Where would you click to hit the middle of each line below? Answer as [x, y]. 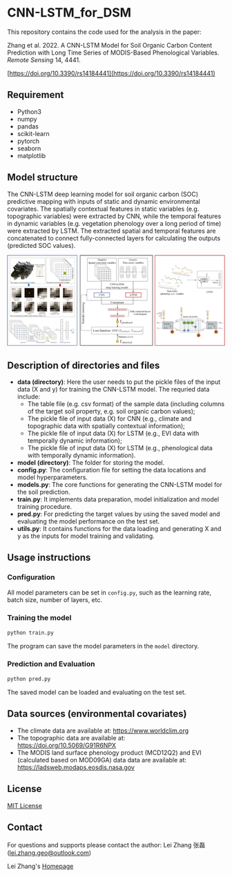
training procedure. [45, 507]
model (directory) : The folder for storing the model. [91, 463]
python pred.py [29, 679]
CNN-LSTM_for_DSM [69, 13]
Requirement [36, 95]
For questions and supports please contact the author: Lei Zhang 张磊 [106, 845]
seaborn [29, 148]
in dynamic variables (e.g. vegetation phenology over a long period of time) [114, 223]
